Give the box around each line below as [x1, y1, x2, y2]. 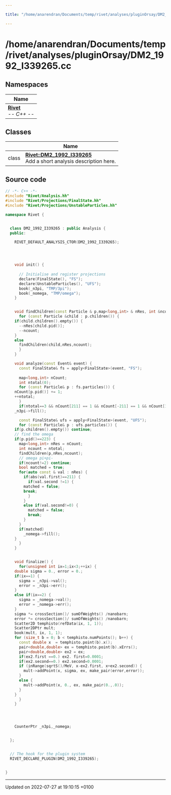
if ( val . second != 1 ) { [27, 479, 74, 484]
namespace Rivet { [5, 212, 44, 217]
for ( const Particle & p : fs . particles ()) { [18, 384, 115, 390]
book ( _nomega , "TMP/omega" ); [18, 291, 81, 296]
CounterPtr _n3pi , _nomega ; [14, 724, 72, 729]
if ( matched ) [18, 526, 44, 532]
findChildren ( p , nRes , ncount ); [18, 451, 83, 456]
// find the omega [14, 432, 53, 437]
